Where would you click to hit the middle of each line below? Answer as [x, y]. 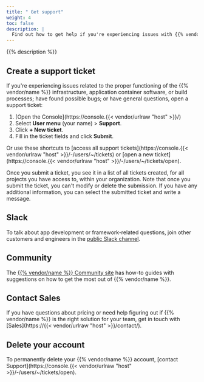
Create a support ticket [51, 71]
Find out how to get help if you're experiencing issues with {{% [97, 35]
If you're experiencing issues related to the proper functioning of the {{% [98, 85]
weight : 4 [19, 18]
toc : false [20, 23]
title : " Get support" [35, 12]
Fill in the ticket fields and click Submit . [64, 136]
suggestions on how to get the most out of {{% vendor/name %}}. [89, 279]
